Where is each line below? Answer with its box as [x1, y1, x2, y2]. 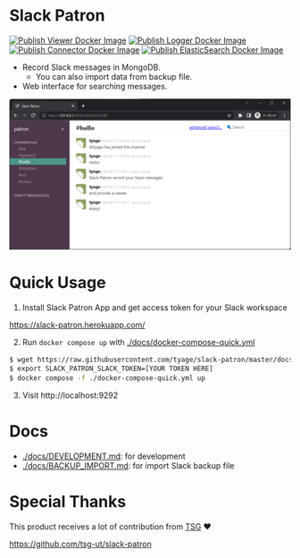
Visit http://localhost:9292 [21, 390, 119, 401]
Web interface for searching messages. [21, 80, 168, 91]
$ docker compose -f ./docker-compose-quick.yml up [9, 374, 205, 383]
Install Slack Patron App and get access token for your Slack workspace [21, 301, 287, 313]
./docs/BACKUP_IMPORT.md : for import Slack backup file [21, 461, 235, 471]
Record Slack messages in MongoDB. [21, 62, 161, 72]
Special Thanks [9, 492, 127, 512]
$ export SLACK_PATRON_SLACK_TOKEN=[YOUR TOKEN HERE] [9, 364, 214, 374]
